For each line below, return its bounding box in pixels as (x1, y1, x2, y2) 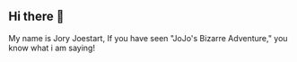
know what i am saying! (8, 42, 96, 53)
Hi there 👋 (8, 9, 65, 24)
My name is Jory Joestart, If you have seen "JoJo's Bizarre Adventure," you (8, 32, 288, 43)
